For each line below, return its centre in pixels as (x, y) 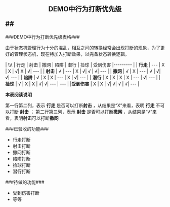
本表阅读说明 (18, 94)
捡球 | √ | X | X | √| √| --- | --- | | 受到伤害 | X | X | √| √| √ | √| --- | (72, 84)
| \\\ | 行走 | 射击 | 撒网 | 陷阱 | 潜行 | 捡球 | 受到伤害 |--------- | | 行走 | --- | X (85, 64)
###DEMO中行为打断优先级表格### (42, 37)
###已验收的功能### (27, 129)
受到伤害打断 (26, 193)
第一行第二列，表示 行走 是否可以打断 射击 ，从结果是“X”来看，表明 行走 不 (83, 105)
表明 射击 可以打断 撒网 (36, 118)
